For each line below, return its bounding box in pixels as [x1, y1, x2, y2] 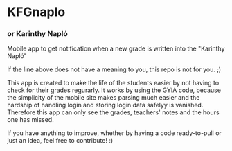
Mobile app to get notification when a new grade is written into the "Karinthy [7, 44, 225, 53]
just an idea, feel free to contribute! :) [7, 136, 114, 145]
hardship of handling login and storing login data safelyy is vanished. [7, 101, 204, 109]
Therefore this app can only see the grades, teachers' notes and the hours [7, 108, 220, 116]
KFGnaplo [7, 4, 66, 20]
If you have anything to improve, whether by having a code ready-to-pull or [7, 129, 222, 137]
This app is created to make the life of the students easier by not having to [7, 79, 220, 87]
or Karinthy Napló [7, 29, 68, 39]
